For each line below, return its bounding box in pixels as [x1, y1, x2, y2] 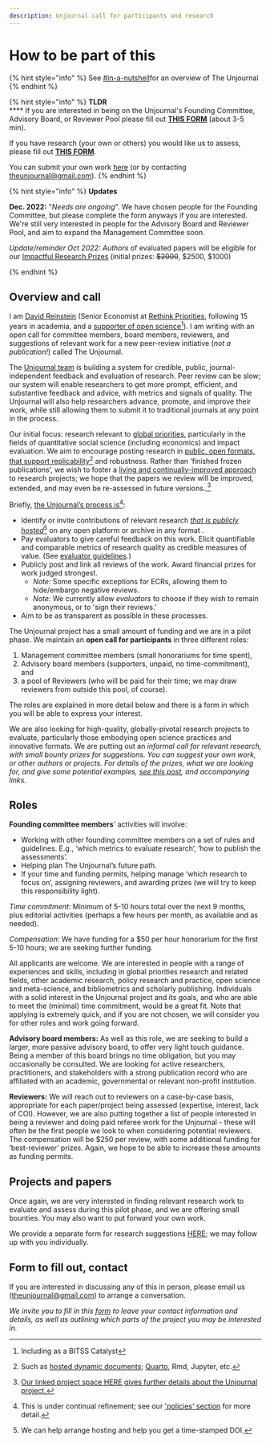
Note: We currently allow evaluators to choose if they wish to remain [32, 593, 259, 603]
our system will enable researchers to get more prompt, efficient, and [9, 380, 238, 389]
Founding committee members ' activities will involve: [9, 819, 187, 829]
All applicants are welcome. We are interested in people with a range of [9, 958, 244, 968]
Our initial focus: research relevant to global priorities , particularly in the [9, 429, 247, 439]
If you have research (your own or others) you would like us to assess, [9, 138, 241, 148]
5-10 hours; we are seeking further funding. [9, 943, 153, 953]
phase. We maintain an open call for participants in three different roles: [9, 635, 249, 644]
